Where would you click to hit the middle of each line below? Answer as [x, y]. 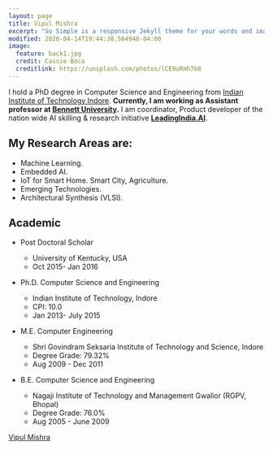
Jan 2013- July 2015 [66, 316]
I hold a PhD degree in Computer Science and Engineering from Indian [126, 92]
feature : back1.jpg [49, 54]
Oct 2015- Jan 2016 [65, 267]
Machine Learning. [52, 162]
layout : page [30, 16]
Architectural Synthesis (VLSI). [71, 197]
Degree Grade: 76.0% [69, 413]
